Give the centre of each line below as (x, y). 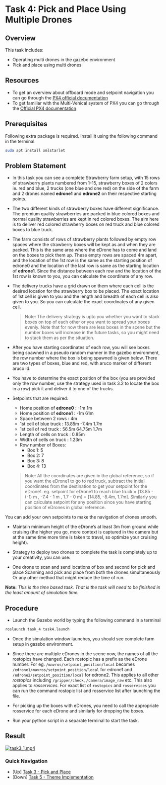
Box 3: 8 (36, 461)
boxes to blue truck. (33, 230)
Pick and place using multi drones (47, 65)
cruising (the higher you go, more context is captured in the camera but (85, 532)
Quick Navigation (27, 761)
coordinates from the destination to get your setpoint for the (86, 486)
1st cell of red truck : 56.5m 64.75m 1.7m (61, 429)
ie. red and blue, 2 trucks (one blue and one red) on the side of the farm (86, 188)
